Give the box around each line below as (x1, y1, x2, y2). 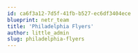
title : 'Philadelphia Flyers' (7, 23, 95, 30)
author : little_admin (7, 29, 70, 36)
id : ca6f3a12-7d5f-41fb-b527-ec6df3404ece (7, 10, 131, 17)
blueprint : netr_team (7, 17, 70, 23)
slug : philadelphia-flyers (7, 36, 85, 43)
